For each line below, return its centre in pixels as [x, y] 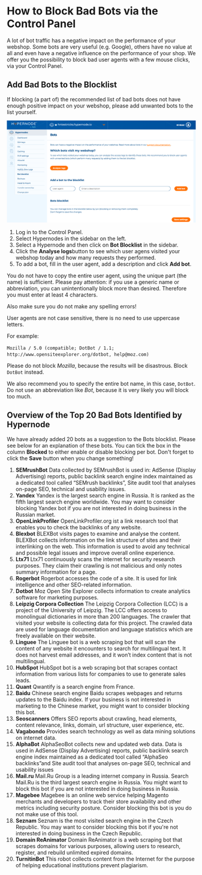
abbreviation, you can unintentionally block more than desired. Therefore [97, 288]
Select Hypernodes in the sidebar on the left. [71, 238]
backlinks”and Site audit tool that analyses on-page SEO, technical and [103, 763]
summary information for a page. [56, 572]
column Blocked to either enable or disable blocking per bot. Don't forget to [100, 452]
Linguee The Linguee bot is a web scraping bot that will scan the [96, 642]
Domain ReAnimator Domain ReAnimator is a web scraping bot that [99, 840]
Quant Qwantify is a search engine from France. [75, 687]
